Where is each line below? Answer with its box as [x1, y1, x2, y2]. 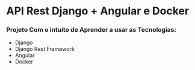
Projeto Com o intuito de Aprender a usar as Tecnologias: [6, 26, 176, 34]
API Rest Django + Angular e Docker [6, 4, 190, 18]
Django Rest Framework [14, 45, 75, 53]
